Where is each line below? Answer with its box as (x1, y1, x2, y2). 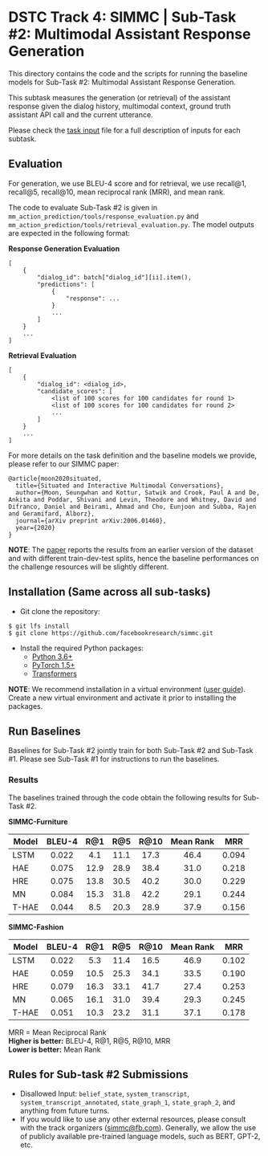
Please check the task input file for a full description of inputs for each (8, 125, 241, 135)
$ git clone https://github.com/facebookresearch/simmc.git (8, 629, 214, 637)
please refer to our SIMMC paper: (8, 458, 120, 469)
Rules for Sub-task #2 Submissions (8, 1068, 189, 1081)
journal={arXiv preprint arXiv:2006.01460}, (15, 516, 167, 525)
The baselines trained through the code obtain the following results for (8, 792, 242, 802)
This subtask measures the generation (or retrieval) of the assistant (8, 92, 231, 102)
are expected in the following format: (8, 228, 131, 238)
